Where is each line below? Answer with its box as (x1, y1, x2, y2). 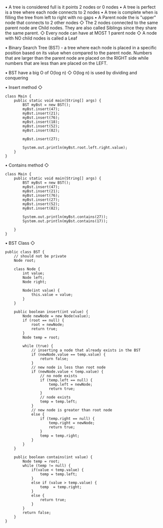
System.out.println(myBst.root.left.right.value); (22, 145, 128, 150)
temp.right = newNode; (48, 421, 95, 425)
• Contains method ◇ (5, 162, 49, 168)
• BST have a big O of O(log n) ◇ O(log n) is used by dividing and (5, 70, 138, 75)
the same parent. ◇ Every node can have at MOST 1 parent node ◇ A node (5, 30, 157, 36)
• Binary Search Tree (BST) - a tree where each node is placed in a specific (5, 45, 157, 50)
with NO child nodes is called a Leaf (5, 35, 78, 41)
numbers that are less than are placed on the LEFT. (5, 61, 108, 66)
